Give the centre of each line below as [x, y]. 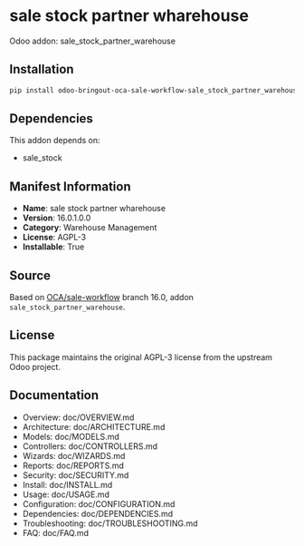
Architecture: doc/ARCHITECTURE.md [94, 426]
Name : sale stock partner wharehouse [94, 209]
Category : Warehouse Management [90, 228]
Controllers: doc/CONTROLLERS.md [90, 446]
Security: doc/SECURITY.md [76, 475]
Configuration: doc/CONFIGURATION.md [99, 503]
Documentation [54, 395]
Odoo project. [35, 366]
